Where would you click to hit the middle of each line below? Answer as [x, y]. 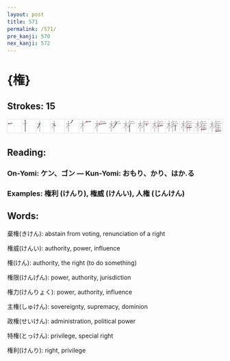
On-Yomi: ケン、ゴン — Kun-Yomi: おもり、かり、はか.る [101, 173]
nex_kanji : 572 [29, 44]
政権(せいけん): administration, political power [72, 321]
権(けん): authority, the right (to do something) [72, 263]
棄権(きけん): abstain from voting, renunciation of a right [86, 233]
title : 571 [23, 22]
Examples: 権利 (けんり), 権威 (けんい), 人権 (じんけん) [96, 194]
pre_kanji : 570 [29, 36]
